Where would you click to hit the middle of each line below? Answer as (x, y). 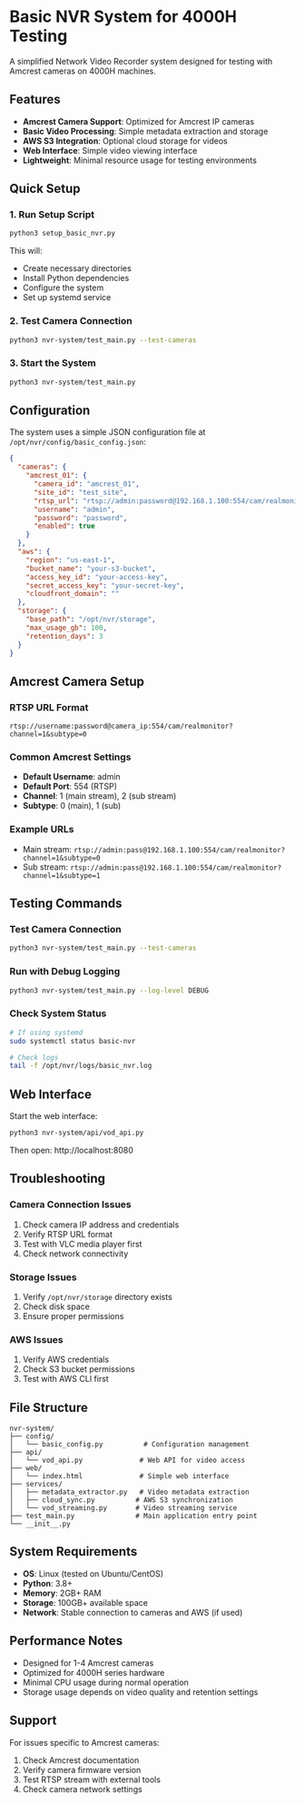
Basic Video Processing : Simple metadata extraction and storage (145, 131)
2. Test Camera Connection (71, 321)
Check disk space (56, 1306)
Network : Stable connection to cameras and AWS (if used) (133, 1612)
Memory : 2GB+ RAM (62, 1593)
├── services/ (36, 1485)
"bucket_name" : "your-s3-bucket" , (91, 569)
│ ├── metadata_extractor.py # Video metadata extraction (129, 1492)
